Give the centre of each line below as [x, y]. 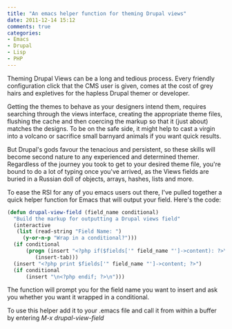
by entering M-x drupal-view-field [56, 318]
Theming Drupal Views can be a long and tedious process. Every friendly [111, 78]
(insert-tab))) [57, 257]
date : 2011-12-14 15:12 [41, 20]
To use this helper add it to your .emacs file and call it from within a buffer [112, 311]
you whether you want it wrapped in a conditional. [78, 297]
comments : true [29, 26]
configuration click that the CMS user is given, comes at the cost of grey [110, 86]
